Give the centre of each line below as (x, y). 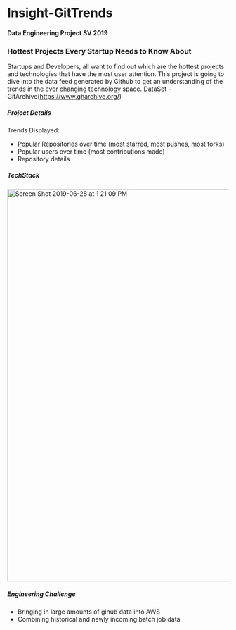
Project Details (29, 112)
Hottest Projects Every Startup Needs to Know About (99, 51)
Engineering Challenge (41, 594)
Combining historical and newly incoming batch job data (99, 619)
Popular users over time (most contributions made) (91, 152)
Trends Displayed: (33, 130)
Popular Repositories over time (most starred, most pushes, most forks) (121, 144)
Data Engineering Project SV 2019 (58, 32)
